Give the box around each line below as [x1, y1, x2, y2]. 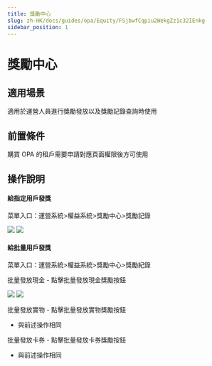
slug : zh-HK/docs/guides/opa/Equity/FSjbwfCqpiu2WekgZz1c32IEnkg [7, 17, 205, 24]
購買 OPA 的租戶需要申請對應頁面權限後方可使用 [7, 150, 149, 158]
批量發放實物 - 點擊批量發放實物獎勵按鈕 [7, 305, 127, 313]
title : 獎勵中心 [7, 10, 51, 18]
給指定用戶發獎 [7, 194, 51, 203]
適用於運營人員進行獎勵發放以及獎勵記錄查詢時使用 [7, 107, 157, 116]
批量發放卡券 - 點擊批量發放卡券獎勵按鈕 [7, 335, 127, 344]
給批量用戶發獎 [7, 243, 51, 252]
